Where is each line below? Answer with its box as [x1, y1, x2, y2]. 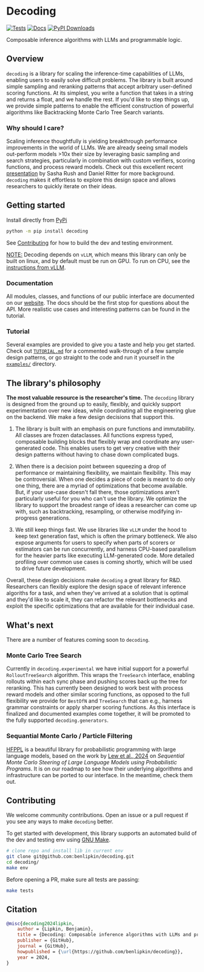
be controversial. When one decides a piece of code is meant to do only [15, 475, 195, 483]
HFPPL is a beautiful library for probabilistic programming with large [6, 746, 176, 753]
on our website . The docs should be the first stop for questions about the [6, 299, 189, 307]
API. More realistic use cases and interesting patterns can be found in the [6, 305, 190, 313]
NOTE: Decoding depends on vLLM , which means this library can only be [6, 251, 187, 258]
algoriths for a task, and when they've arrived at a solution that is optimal [6, 590, 189, 597]
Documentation [6, 279, 53, 287]
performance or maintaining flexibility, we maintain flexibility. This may [15, 469, 191, 477]
